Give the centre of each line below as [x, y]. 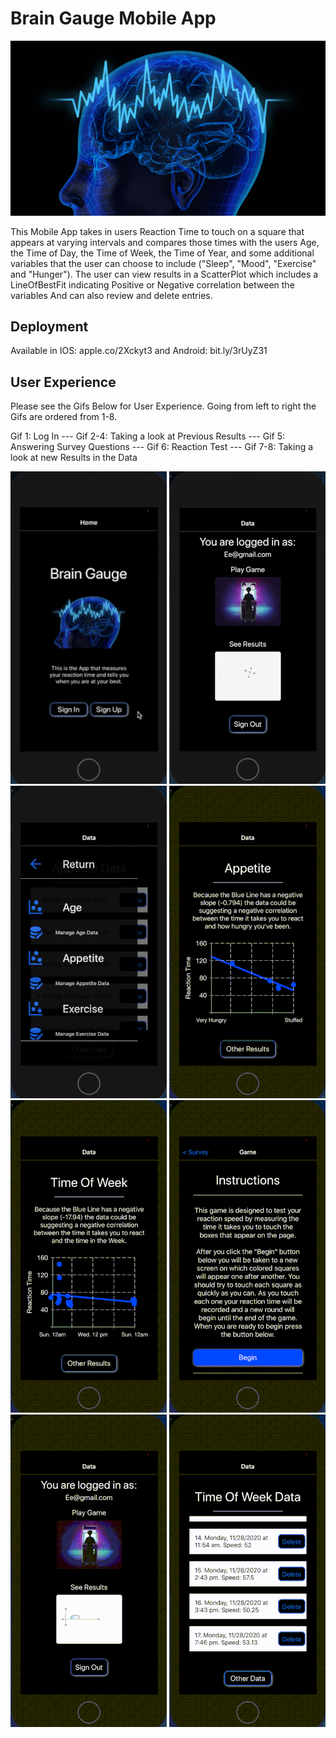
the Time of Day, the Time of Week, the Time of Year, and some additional [162, 253]
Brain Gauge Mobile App [113, 18]
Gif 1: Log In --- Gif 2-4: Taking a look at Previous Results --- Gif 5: [148, 436]
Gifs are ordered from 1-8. [64, 417]
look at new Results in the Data [74, 458]
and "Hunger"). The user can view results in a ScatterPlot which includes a [164, 274]
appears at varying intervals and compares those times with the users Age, [165, 242]
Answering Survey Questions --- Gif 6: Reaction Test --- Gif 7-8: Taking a [162, 447]
